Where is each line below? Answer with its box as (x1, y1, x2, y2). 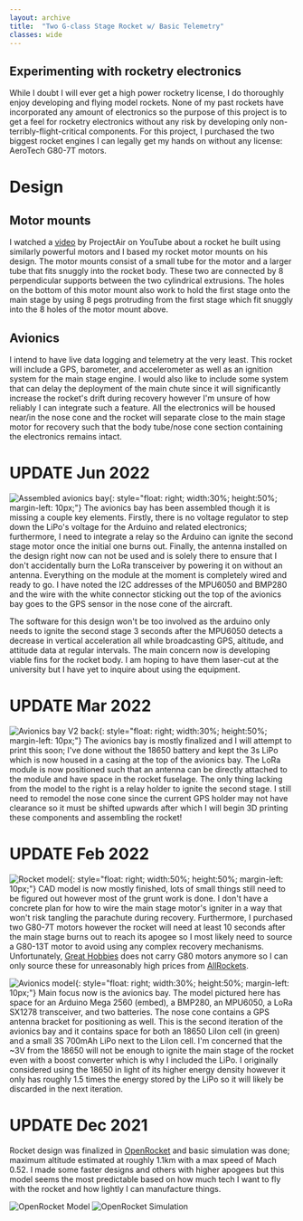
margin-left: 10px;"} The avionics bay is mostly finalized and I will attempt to (9, 734, 292, 746)
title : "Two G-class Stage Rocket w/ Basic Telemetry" (9, 22, 224, 31)
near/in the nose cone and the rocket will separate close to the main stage (9, 412, 286, 422)
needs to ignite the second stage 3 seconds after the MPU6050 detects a (9, 625, 283, 636)
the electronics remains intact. (9, 431, 122, 441)
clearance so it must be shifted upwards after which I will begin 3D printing (9, 802, 289, 813)
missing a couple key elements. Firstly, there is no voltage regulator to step (9, 512, 289, 523)
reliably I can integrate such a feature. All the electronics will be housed (9, 402, 276, 412)
